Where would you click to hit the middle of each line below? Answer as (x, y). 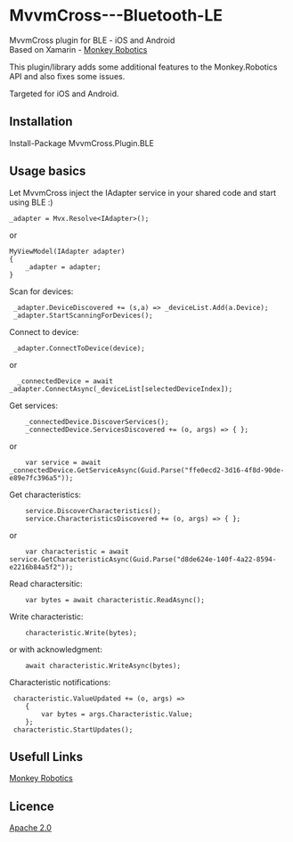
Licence (32, 806)
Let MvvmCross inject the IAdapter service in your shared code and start (143, 192)
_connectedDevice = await (65, 381)
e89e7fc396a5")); (41, 478)
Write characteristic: (46, 617)
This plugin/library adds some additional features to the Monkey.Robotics (143, 67)
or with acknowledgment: (56, 649)
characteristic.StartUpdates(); (73, 730)
